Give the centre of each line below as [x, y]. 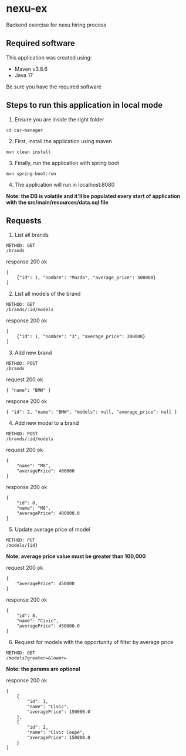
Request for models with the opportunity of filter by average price [94, 642]
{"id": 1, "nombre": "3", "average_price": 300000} [81, 337]
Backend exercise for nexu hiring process [56, 25]
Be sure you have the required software [54, 87]
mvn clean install [28, 152]
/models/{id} [22, 546]
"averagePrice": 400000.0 [48, 514]
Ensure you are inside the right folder [59, 119]
